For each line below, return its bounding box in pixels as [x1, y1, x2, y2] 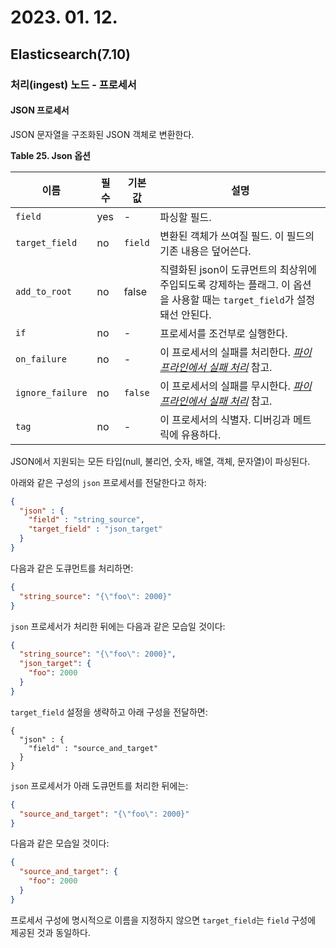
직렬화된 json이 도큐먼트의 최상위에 [159, 262, 317, 276]
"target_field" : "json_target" [28, 524, 163, 535]
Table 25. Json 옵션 [10, 149, 91, 161]
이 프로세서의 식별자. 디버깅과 [159, 412, 291, 426]
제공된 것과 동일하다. [10, 926, 91, 938]
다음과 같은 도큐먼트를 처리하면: [10, 562, 134, 574]
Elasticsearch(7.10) [10, 46, 132, 63]
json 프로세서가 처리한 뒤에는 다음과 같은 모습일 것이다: [10, 620, 226, 632]
